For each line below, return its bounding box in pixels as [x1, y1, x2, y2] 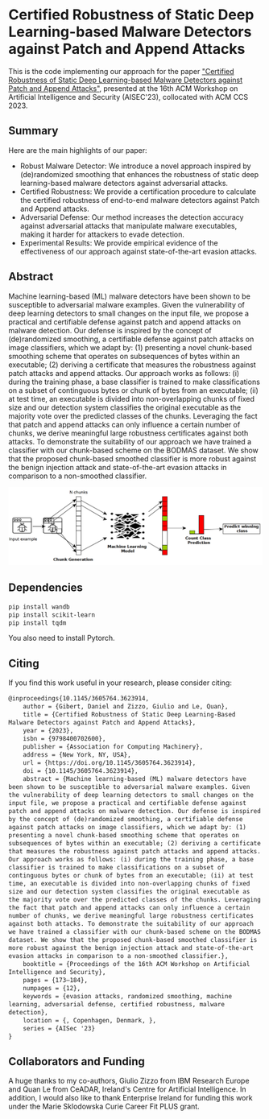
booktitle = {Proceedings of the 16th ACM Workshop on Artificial [23, 960, 250, 968]
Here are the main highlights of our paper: [8, 145, 147, 155]
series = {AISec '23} [23, 1025, 95, 1033]
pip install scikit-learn [8, 611, 95, 619]
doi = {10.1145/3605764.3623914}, [23, 767, 139, 775]
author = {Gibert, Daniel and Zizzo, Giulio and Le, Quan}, [23, 703, 229, 711]
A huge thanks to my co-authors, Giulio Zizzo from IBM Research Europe [8, 1076, 250, 1086]
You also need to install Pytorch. [8, 634, 115, 643]
